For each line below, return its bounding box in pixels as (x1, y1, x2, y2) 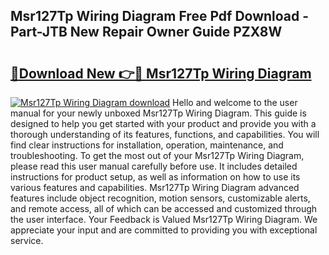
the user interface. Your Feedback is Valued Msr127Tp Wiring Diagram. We (10, 214, 318, 225)
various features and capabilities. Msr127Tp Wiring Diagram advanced (10, 182, 300, 193)
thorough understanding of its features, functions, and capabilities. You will (10, 129, 320, 140)
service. (10, 235, 44, 246)
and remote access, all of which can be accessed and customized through (10, 203, 318, 214)
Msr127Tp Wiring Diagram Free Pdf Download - (10, 8, 310, 25)
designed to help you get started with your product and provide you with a (10, 118, 317, 129)
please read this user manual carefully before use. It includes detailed (10, 160, 298, 172)
